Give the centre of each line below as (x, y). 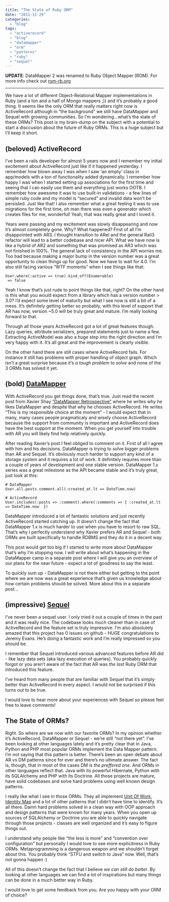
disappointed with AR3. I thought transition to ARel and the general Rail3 (80, 235)
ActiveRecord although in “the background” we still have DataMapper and (82, 112)
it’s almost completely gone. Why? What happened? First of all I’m (73, 230)
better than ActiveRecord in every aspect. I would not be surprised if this (80, 685)
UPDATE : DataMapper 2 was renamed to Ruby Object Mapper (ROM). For (81, 76)
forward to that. (21, 317)
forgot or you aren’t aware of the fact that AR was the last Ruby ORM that (81, 664)
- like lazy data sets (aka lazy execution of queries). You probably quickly (81, 659)
